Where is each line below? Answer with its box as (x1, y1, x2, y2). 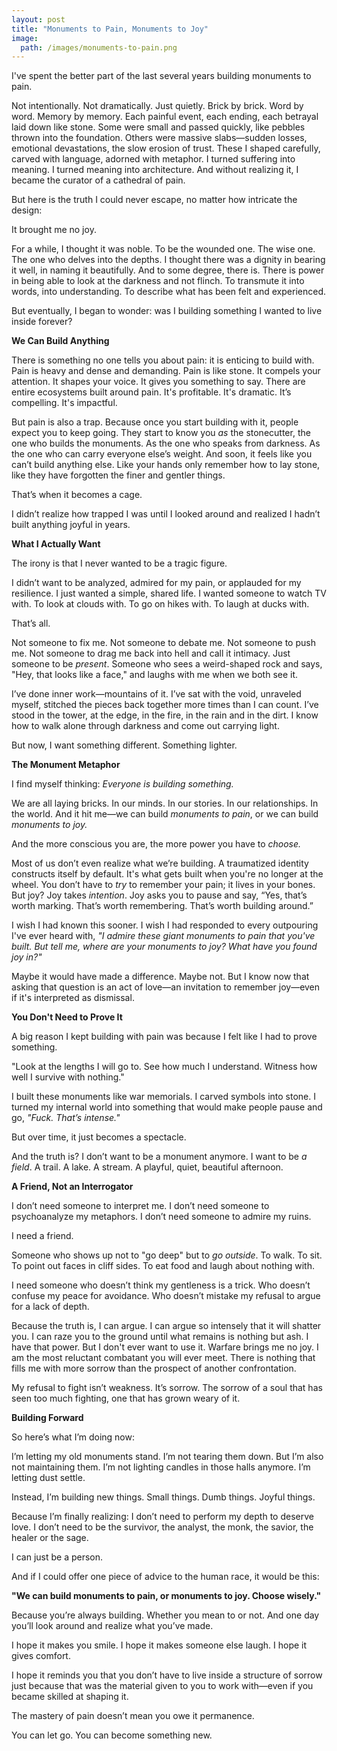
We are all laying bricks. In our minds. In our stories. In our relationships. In (11, 797, 319, 810)
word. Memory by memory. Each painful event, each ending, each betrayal (11, 111, 319, 123)
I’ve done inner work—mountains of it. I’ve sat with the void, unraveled (11, 688, 302, 700)
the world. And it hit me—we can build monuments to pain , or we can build (11, 808, 319, 820)
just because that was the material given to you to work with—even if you (11, 1680, 314, 1692)
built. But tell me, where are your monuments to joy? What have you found (11, 941, 318, 953)
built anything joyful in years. (11, 519, 131, 531)
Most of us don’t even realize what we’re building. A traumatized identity (11, 857, 309, 870)
